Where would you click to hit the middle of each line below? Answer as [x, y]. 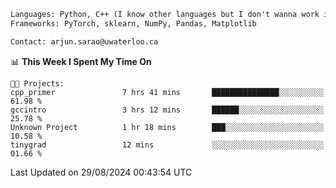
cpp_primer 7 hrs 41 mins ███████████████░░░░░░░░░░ [167, 92]
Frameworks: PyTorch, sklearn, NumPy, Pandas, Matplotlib [133, 23]
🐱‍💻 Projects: [37, 83]
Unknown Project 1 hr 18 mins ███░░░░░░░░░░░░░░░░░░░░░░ [167, 127]
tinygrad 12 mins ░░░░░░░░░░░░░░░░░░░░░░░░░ [167, 145]
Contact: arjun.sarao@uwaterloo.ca [84, 41]
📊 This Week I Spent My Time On [81, 61]
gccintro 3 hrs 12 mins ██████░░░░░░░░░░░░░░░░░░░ [167, 110]
